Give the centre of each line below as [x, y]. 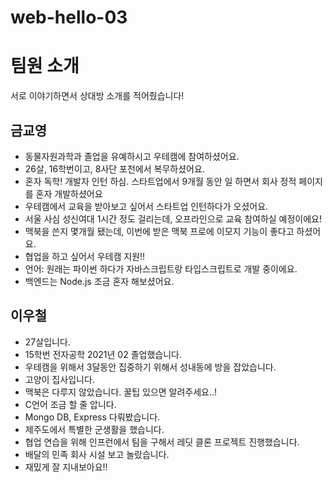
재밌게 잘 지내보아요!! [66, 467]
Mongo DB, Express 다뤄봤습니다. [92, 417]
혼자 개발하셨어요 [69, 193]
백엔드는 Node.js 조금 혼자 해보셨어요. [99, 281]
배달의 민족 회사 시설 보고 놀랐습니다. [97, 454]
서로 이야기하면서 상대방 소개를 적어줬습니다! [97, 96]
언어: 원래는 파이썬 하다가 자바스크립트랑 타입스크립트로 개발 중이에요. [161, 268]
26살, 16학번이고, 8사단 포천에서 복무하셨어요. [114, 168]
